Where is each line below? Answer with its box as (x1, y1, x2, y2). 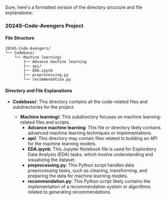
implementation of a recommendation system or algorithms (27, 184, 151, 190)
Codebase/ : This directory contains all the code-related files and (12, 98, 148, 105)
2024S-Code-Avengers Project (5, 22, 84, 29)
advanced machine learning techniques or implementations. (27, 130, 152, 136)
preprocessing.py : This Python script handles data (27, 162, 135, 168)
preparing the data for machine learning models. (27, 173, 129, 179)
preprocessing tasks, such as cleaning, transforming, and (27, 168, 147, 174)
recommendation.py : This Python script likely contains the (27, 178, 150, 184)
